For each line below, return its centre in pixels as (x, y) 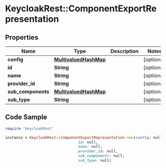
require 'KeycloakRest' (30, 128)
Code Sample (26, 117)
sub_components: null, (102, 156)
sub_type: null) (95, 161)
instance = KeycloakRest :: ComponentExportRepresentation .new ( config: (78, 137)
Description (124, 51)
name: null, (90, 147)
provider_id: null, (98, 151)
